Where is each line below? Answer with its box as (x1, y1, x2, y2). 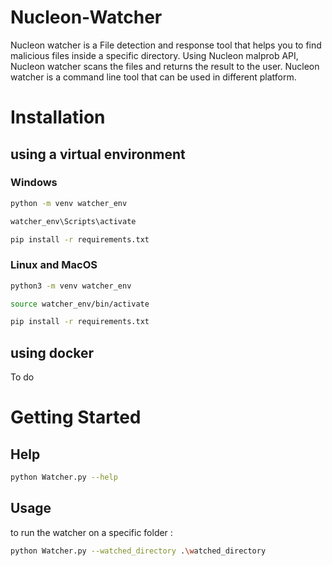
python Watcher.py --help (10, 472, 118, 483)
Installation (10, 106, 106, 129)
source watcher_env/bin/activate (10, 299, 150, 309)
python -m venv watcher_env (10, 198, 128, 208)
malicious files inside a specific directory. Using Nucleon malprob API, (10, 49, 299, 61)
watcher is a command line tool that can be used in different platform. (10, 71, 297, 83)
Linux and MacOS (10, 258, 98, 272)
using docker (10, 344, 95, 361)
